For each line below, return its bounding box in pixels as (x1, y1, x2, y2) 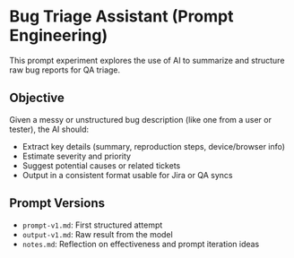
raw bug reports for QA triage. (9, 64, 121, 75)
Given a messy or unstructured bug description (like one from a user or (9, 114, 272, 125)
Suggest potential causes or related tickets (22, 159, 181, 171)
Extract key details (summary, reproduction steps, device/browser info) (22, 141, 285, 151)
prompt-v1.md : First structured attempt (22, 219, 163, 230)
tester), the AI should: (9, 124, 90, 134)
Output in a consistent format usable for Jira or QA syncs (22, 169, 233, 180)
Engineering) (9, 25, 108, 46)
